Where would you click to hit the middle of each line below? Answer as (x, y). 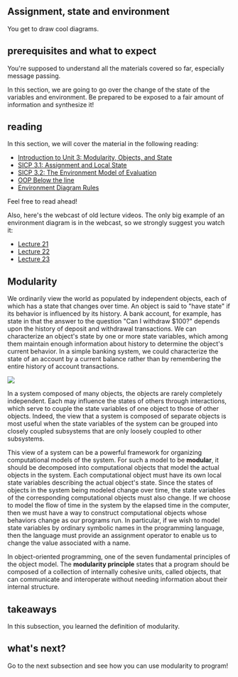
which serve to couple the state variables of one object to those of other (113, 409)
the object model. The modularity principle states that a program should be (118, 564)
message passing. (34, 76)
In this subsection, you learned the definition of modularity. (93, 627)
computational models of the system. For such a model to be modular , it (113, 460)
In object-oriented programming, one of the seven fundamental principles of (119, 557)
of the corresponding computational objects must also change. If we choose (119, 498)
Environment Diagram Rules (58, 188)
